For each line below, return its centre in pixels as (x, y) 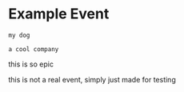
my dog (19, 35)
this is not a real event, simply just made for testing (92, 79)
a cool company (34, 49)
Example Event (59, 14)
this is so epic (31, 64)
